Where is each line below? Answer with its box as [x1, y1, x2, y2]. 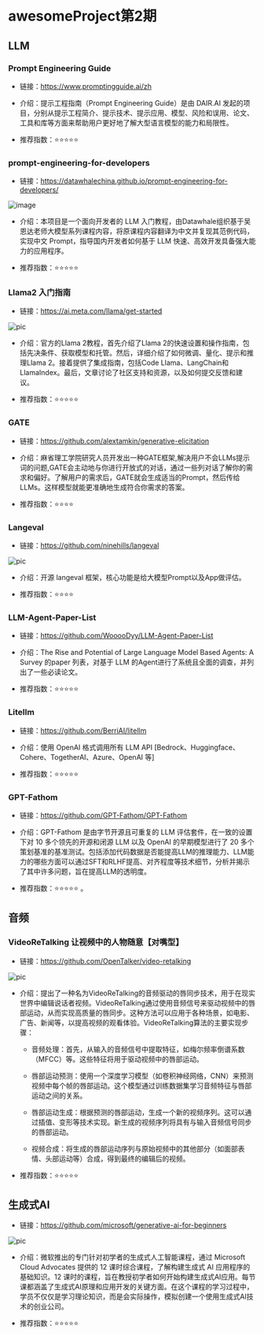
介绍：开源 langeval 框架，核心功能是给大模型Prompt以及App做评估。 [19, 573, 246, 582]
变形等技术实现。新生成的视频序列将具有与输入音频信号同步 [58, 1117, 252, 1127]
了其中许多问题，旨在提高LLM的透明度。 [19, 866, 152, 876]
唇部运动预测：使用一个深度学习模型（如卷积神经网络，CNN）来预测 [31, 1071, 254, 1080]
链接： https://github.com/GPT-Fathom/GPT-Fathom [19, 810, 188, 820]
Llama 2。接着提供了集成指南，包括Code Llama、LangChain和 [26, 358, 229, 367]
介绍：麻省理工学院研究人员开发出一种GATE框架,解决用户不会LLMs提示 [19, 452, 250, 462]
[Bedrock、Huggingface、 [154, 742, 240, 752]
